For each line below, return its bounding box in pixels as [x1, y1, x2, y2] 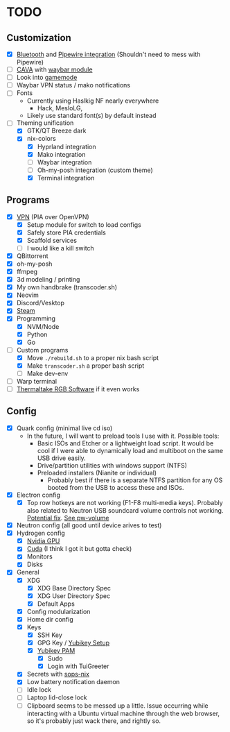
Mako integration [37, 150, 86, 158]
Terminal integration [37, 173, 95, 182]
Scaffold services [26, 236, 78, 244]
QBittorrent [16, 251, 48, 260]
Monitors [26, 552, 53, 561]
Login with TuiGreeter [47, 662, 109, 670]
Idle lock [26, 686, 51, 694]
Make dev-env [26, 369, 69, 377]
